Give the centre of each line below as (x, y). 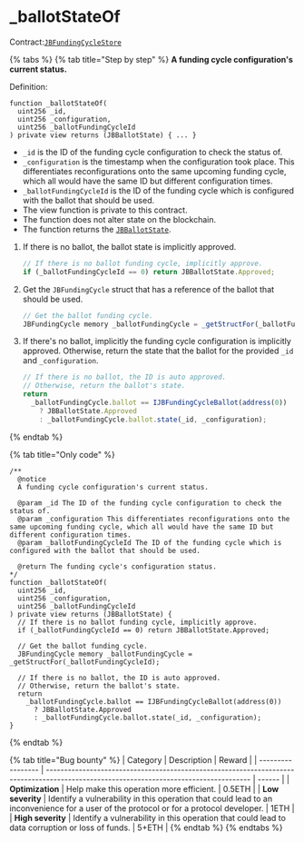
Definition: (29, 86)
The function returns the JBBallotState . (97, 229)
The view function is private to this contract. (105, 210)
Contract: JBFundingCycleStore (66, 42)
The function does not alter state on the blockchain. (119, 219)
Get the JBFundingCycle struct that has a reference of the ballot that (148, 289)
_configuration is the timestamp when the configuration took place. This (158, 162)
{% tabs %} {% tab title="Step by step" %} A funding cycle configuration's (151, 59)
